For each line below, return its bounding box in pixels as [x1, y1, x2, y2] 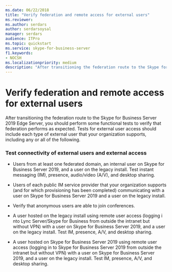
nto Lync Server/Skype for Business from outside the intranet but [12, 218, 150, 224]
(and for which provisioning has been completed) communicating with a [12, 187, 165, 193]
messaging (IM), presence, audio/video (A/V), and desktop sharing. [12, 172, 155, 178]
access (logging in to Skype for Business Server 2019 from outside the [12, 244, 162, 250]
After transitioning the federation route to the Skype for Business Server [5, 115, 157, 121]
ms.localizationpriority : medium [5, 60, 77, 65]
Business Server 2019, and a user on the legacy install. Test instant [12, 166, 154, 172]
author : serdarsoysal [5, 27, 52, 32]
